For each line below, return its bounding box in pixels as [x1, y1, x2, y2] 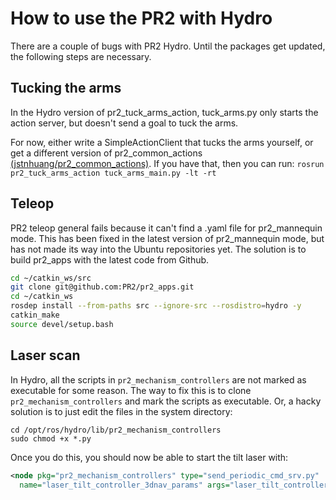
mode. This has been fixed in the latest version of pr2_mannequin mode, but [10, 232, 325, 244]
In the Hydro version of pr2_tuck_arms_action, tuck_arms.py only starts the [10, 106, 319, 118]
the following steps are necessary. [10, 50, 152, 62]
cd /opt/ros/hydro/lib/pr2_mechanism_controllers [10, 425, 222, 435]
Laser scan [10, 347, 81, 364]
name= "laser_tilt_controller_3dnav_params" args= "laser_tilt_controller [19, 480, 329, 490]
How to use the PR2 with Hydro [10, 7, 273, 30]
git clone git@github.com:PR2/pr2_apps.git [10, 282, 195, 292]
